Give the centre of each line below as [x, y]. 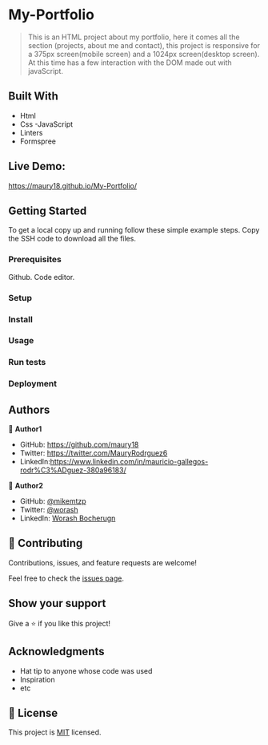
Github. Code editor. [42, 277]
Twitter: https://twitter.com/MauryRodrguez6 [94, 453]
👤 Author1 [25, 429]
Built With [33, 97]
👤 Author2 [26, 486]
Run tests [27, 362]
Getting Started [48, 211]
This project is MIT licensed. [55, 732]
